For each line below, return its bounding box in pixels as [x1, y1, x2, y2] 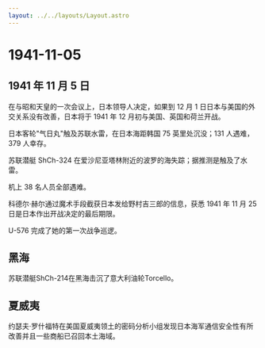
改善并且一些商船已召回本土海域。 [8, 331, 120, 341]
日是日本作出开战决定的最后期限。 [8, 208, 120, 218]
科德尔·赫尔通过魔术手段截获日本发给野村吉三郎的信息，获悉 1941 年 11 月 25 [8, 199, 257, 208]
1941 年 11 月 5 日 [8, 79, 90, 93]
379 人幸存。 [8, 138, 52, 147]
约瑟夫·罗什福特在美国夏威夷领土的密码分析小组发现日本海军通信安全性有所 [8, 322, 254, 331]
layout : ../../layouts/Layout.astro [8, 11, 129, 20]
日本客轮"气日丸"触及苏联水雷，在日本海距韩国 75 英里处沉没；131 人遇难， [8, 128, 254, 138]
